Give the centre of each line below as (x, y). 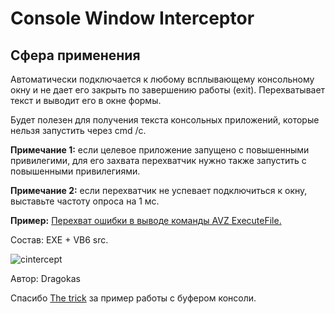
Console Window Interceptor (132, 18)
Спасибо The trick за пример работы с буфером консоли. (133, 298)
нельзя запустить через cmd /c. (78, 130)
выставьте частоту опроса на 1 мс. (85, 201)
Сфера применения (75, 55)
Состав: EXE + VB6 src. (59, 240)
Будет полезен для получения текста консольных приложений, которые (165, 120)
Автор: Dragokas (45, 278)
